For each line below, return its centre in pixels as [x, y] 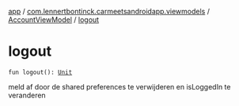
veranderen [27, 95]
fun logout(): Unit [40, 72]
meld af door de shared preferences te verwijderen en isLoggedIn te [119, 86]
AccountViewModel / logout [54, 20]
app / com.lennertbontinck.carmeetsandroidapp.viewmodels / [109, 11]
